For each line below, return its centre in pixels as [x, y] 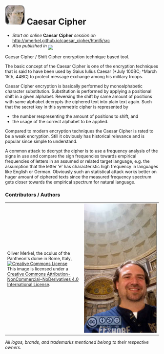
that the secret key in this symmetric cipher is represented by [67, 107]
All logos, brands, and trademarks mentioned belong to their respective [77, 342]
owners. [13, 347]
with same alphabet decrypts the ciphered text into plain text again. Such [79, 101]
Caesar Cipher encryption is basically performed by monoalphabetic [74, 86]
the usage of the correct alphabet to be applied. [60, 121]
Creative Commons [27, 274]
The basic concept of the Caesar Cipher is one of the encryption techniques [82, 66]
